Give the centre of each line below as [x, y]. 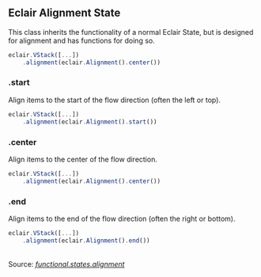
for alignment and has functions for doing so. [82, 40]
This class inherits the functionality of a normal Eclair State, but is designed [131, 32]
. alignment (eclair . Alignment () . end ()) [86, 241]
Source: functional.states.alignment [66, 264]
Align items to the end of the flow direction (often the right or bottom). [122, 218]
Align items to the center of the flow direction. [83, 159]
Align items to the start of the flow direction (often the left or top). [115, 100]
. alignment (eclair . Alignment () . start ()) [90, 122]
